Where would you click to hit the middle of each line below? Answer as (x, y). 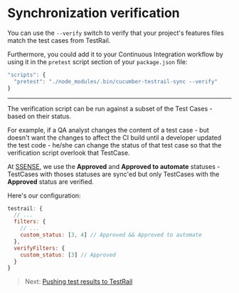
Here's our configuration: (44, 195)
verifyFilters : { (39, 248)
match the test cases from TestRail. (59, 40)
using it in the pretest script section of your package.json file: (97, 61)
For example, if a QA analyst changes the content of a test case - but (108, 130)
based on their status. (39, 116)
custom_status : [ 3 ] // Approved (68, 255)
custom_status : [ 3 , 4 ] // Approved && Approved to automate (111, 235)
